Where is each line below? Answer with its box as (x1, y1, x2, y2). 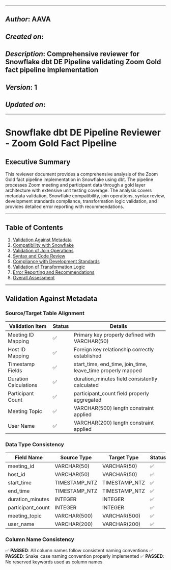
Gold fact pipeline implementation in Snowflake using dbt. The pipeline (5, 176, 154, 183)
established (73, 352, 102, 359)
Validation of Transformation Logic (12, 264, 85, 270)
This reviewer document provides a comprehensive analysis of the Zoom (5, 171, 158, 177)
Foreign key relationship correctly (73, 346, 154, 353)
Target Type (108, 454, 139, 461)
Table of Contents (5, 223, 64, 232)
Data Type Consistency (5, 441, 65, 448)
